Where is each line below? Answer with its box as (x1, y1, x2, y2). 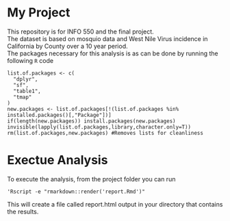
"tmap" (13, 94, 32, 101)
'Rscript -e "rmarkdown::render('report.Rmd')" (7, 188, 146, 195)
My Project (7, 5, 71, 21)
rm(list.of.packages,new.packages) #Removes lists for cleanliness (7, 129, 204, 136)
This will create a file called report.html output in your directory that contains (7, 200, 223, 208)
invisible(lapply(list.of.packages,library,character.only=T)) (7, 123, 192, 131)
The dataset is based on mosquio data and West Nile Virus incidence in (7, 34, 208, 42)
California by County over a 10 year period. (7, 42, 128, 50)
